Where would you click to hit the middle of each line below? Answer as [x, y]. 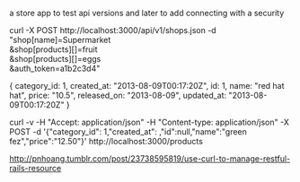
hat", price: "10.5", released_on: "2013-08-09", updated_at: [118, 95]
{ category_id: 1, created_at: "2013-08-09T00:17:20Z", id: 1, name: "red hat [147, 86]
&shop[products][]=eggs [55, 59]
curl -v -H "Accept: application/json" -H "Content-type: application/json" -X [149, 122]
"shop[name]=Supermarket [60, 40]
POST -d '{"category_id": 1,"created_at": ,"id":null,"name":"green [128, 132]
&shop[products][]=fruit [53, 49]
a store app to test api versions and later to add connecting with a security [147, 13]
